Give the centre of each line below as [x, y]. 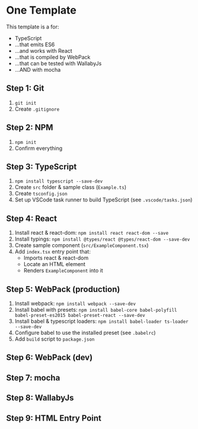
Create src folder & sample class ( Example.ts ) [70, 187]
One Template [41, 10]
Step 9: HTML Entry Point [54, 418]
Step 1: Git [25, 89]
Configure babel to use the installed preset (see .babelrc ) [85, 333]
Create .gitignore [37, 109]
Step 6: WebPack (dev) [49, 358]
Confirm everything [39, 148]
